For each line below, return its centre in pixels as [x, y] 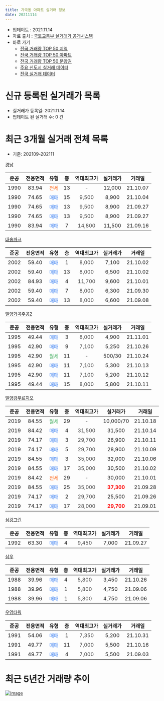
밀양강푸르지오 [20, 398]
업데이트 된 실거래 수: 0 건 [38, 117]
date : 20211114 [21, 15]
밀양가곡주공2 [19, 314]
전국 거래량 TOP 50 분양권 [46, 61]
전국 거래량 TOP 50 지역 [44, 48]
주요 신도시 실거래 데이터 [44, 67]
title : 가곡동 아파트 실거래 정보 [35, 10]
